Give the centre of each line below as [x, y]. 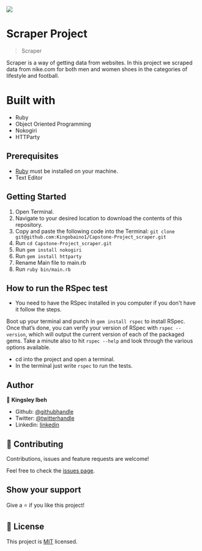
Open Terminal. [35, 211]
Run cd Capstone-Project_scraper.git [63, 243]
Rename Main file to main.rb [51, 262]
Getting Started [36, 197]
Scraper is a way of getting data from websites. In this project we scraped [99, 63]
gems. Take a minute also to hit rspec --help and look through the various [100, 341]
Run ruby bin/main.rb [43, 269]
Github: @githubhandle [44, 412]
